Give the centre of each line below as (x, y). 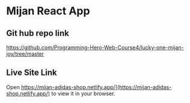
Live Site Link (32, 73)
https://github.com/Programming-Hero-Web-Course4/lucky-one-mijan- (95, 47)
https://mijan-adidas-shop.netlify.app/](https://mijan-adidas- (96, 87)
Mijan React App (48, 11)
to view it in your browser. (83, 93)
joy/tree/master (25, 54)
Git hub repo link (38, 33)
